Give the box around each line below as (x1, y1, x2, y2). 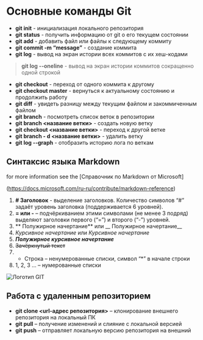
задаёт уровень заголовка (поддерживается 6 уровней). (15, 203, 163, 210)
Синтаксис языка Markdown (6, 157, 120, 167)
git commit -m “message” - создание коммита (15, 44, 137, 51)
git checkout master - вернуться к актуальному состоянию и (15, 87, 175, 94)
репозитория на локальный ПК (15, 313, 96, 321)
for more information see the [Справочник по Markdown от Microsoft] (6, 173, 184, 180)
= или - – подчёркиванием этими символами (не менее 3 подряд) (15, 209, 189, 217)
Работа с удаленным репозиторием (6, 291, 151, 302)
